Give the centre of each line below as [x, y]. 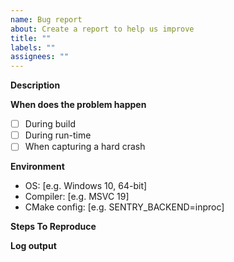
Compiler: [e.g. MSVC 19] [77, 197]
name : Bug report [46, 19]
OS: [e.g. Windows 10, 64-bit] [86, 186]
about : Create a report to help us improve [102, 29]
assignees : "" [40, 57]
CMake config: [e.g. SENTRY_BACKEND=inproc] [124, 207]
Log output [33, 246]
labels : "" [33, 47]
